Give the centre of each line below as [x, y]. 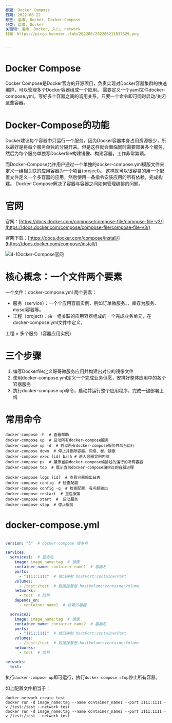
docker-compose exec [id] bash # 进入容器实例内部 [58, 456]
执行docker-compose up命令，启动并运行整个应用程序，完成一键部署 [86, 390]
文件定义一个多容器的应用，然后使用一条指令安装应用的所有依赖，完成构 [86, 177]
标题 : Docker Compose [28, 10]
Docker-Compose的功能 [58, 125]
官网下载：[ [17, 238]
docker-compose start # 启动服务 [42, 499]
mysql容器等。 [28, 310]
